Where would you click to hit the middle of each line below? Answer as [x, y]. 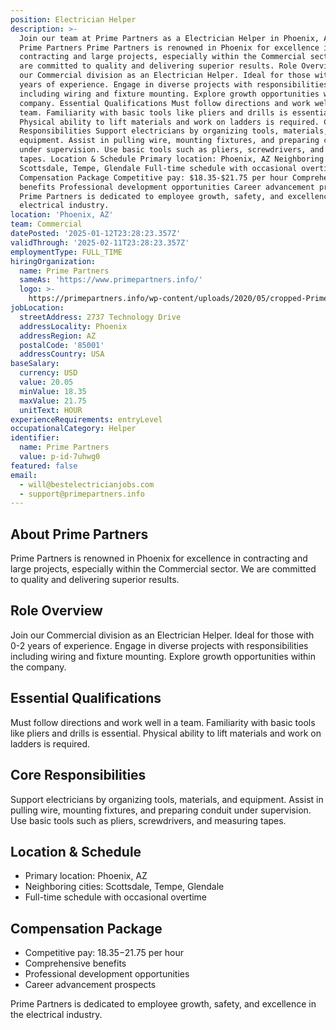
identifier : [35, 438]
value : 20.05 [46, 382]
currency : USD [48, 373]
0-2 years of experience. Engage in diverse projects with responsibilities [159, 645]
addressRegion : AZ [58, 336]
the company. [38, 667]
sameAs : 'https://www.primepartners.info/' [111, 280]
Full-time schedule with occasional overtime [116, 897]
